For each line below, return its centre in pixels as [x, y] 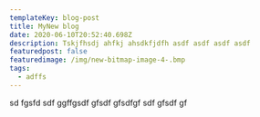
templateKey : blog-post [55, 18]
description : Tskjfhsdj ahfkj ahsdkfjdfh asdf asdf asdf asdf [130, 43]
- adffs [32, 77]
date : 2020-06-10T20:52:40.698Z [71, 34]
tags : [20, 69]
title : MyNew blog [44, 26]
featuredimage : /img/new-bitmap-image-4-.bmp [97, 60]
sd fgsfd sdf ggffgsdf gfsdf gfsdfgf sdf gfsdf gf [99, 102]
